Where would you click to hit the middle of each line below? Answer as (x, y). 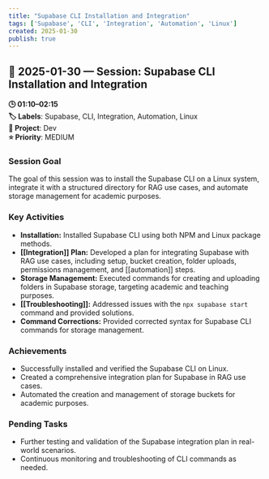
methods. (36, 244)
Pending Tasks (38, 424)
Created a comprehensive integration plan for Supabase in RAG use (133, 377)
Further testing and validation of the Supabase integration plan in (128, 442)
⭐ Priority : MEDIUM (41, 137)
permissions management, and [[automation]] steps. (108, 270)
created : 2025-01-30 (43, 31)
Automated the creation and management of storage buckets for (128, 394)
